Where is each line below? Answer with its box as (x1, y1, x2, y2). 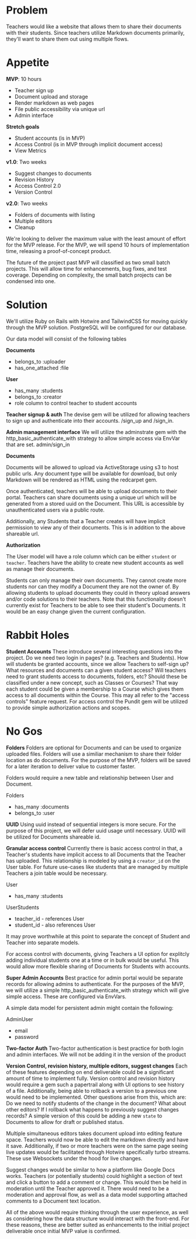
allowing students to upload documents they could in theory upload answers (6, 589, 191, 596)
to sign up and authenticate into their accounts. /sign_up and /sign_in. (6, 417, 174, 424)
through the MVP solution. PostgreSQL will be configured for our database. (6, 324, 187, 331)
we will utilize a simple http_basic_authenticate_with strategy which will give (6, 987, 189, 994)
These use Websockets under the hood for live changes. (6, 1154, 143, 1161)
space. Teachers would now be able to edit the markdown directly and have (6, 1136, 189, 1143)
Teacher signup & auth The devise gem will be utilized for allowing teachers (6, 410, 190, 418)
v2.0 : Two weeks (6, 200, 48, 207)
